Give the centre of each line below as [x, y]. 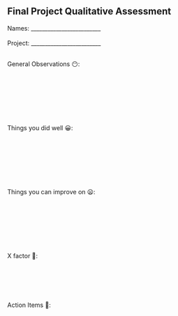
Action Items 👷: [29, 305]
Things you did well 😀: [40, 127]
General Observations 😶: [44, 64]
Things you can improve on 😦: [51, 191]
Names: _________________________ [54, 28]
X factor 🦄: [23, 255]
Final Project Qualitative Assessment [89, 11]
